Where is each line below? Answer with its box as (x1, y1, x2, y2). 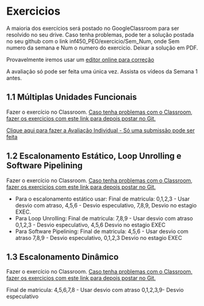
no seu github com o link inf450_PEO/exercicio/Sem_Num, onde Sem (6, 37, 180, 45)
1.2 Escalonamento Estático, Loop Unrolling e (6, 151, 182, 162)
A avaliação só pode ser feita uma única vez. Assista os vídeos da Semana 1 (6, 67, 198, 75)
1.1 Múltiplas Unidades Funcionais (6, 92, 137, 102)
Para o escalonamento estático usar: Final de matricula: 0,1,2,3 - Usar (15, 195, 190, 203)
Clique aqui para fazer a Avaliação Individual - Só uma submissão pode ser (6, 127, 195, 134)
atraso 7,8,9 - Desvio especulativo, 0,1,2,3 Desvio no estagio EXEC (15, 234, 182, 241)
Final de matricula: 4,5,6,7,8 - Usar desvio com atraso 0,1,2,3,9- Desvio (6, 286, 184, 294)
